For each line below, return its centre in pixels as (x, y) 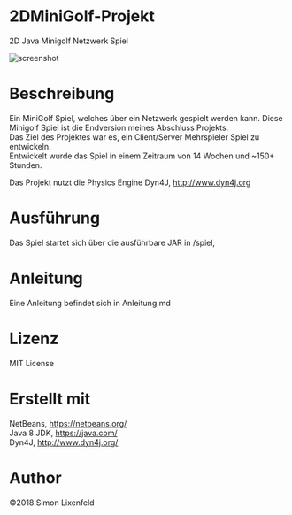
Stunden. (26, 165)
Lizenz (34, 338)
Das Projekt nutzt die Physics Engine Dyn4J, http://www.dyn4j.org (130, 182)
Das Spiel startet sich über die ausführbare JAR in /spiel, (112, 242)
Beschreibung (62, 94)
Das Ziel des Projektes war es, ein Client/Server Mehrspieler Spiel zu (134, 137)
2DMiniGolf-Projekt (82, 16)
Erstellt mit (50, 399)
